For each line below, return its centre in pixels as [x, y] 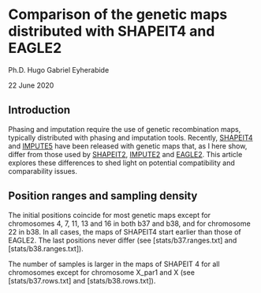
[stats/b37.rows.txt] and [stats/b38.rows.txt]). [82, 280]
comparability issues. [43, 171]
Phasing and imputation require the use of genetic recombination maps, [125, 129]
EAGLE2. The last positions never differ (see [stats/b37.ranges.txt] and [123, 240]
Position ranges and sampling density [103, 196]
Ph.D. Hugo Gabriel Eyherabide [59, 69]
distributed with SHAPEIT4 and [112, 31]
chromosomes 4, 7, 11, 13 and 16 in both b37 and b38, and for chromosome [129, 224]
